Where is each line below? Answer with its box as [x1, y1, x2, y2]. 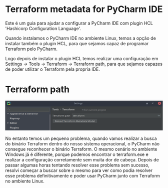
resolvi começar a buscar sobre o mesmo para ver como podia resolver [5, 167, 152, 173]
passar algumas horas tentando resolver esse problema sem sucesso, [5, 162, 150, 168]
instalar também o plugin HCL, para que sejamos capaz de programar [5, 40, 149, 46]
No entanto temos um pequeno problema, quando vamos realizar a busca [5, 135, 157, 141]
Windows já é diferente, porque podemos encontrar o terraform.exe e [5, 151, 148, 157]
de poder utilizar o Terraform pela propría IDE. [5, 66, 100, 72]
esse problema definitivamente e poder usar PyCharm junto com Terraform [5, 172, 160, 178]
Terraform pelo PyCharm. [5, 46, 58, 52]
